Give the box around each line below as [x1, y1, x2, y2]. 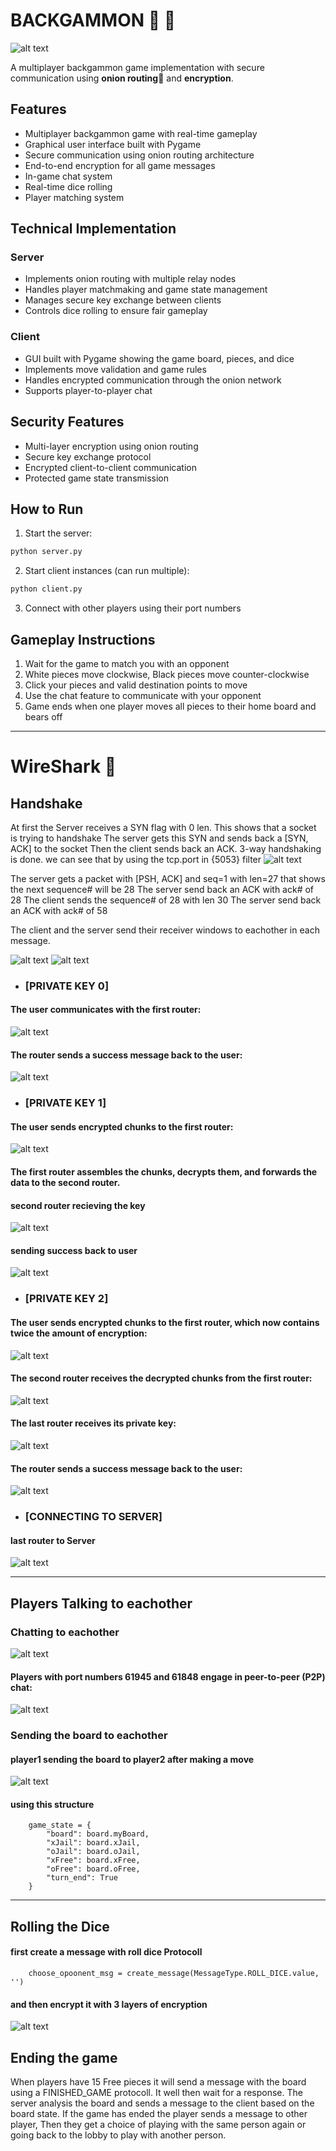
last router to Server [10, 1534, 96, 1546]
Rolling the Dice [10, 1918, 110, 1935]
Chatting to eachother [10, 1625, 120, 1639]
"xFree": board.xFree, [46, 1855, 141, 1866]
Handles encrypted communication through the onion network [24, 374, 282, 386]
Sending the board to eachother [10, 1729, 168, 1743]
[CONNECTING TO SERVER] [24, 1510, 163, 1524]
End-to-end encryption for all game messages [24, 159, 216, 171]
